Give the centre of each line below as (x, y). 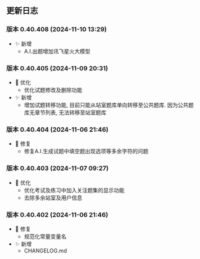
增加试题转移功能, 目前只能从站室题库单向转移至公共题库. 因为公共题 (109, 105)
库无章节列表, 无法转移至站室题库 (65, 112)
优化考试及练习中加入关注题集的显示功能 (74, 190)
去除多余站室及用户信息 (53, 198)
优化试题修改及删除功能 (53, 90)
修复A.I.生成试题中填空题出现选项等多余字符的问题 (86, 151)
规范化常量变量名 (45, 236)
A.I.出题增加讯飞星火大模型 (57, 51)
